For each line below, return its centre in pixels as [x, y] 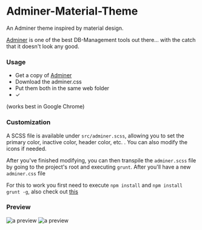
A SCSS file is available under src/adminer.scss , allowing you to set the [96, 136]
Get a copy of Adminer [43, 75]
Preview [19, 207]
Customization [29, 122]
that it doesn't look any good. [43, 46]
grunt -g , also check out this [42, 191]
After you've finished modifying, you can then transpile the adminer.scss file [101, 160]
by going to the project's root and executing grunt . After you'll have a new [99, 167]
